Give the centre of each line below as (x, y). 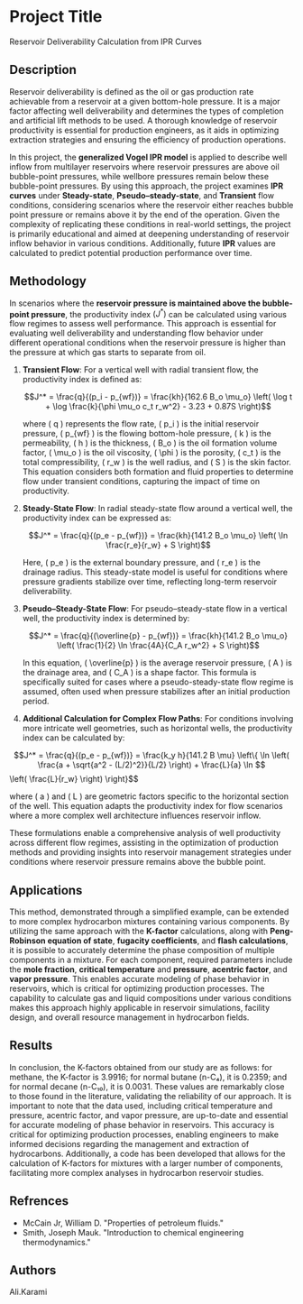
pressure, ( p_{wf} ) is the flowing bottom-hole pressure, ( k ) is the (147, 434)
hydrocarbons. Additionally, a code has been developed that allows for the (147, 1153)
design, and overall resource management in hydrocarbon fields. (129, 1017)
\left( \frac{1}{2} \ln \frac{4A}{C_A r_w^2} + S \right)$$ (158, 646)
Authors (33, 1270)
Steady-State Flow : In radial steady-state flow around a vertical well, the (157, 509)
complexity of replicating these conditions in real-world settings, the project (150, 224)
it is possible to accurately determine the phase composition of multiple (142, 950)
